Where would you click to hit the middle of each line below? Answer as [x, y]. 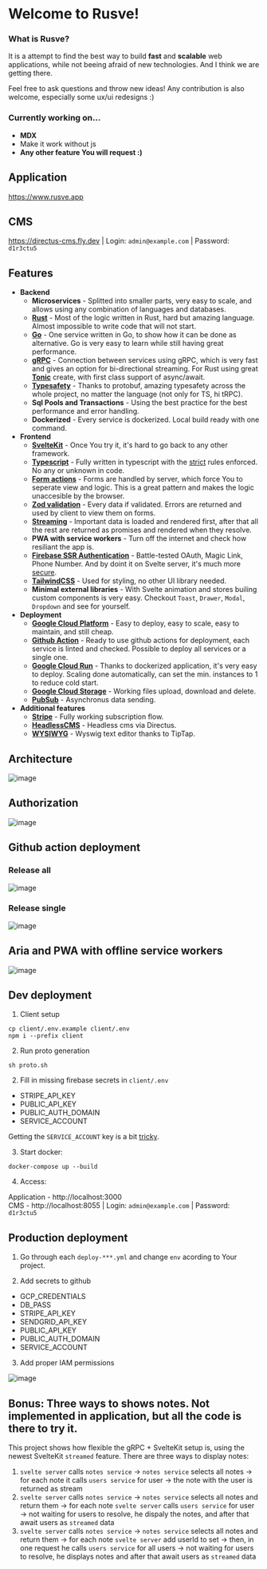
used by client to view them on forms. [94, 513]
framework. [51, 454]
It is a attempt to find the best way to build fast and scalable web [116, 56]
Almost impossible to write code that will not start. [114, 326]
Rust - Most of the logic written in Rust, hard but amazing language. [143, 318]
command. [49, 428]
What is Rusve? [39, 39]
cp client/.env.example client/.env [69, 1029]
